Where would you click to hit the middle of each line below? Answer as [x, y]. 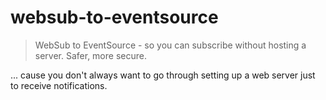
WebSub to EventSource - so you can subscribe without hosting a [170, 45]
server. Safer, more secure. [90, 55]
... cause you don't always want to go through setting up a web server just [163, 75]
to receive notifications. [59, 85]
